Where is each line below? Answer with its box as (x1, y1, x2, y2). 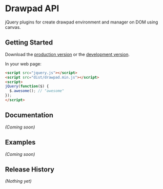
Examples (5, 138, 36, 147)
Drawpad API (5, 3, 60, 14)
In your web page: (5, 61, 41, 66)
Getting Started (5, 39, 53, 47)
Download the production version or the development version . (5, 51, 130, 57)
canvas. (5, 24, 21, 30)
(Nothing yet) (5, 178, 32, 184)
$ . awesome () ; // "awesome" (9, 88, 64, 93)
